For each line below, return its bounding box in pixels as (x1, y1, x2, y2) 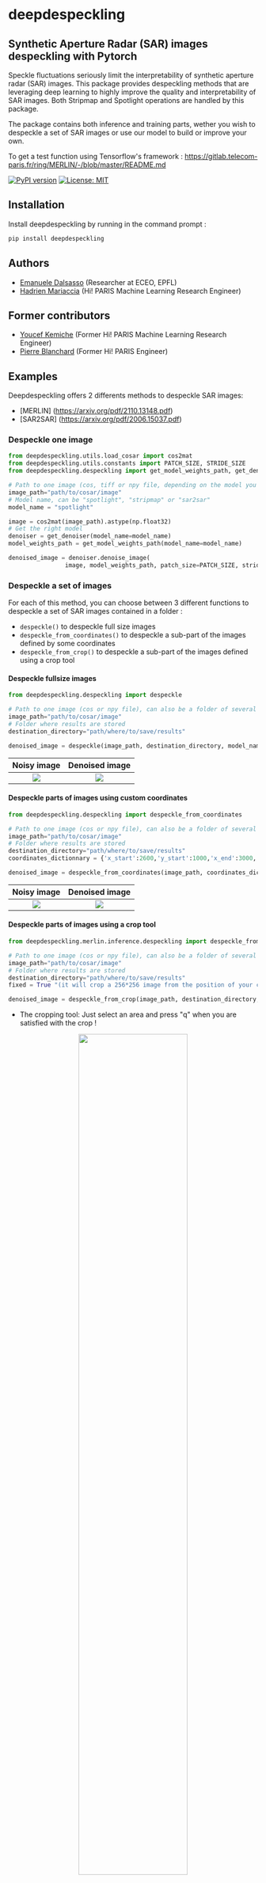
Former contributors (8, 309, 111, 322)
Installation (8, 198, 65, 211)
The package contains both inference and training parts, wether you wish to (8, 120, 256, 128)
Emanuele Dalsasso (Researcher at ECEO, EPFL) (19, 277, 177, 287)
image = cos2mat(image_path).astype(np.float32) (8, 517, 172, 526)
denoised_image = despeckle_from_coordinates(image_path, (8, 869, 203, 877)
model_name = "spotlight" (8, 503, 93, 512)
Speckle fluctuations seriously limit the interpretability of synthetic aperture (8, 70, 254, 80)
